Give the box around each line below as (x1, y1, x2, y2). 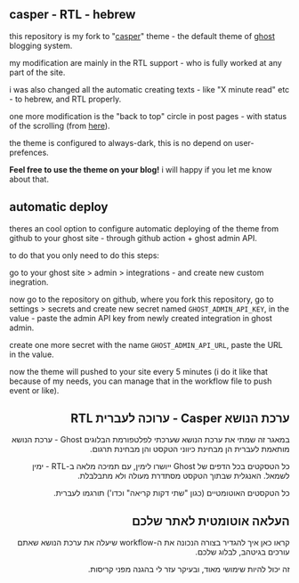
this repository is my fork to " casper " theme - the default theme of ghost (9, 30, 276, 41)
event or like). (9, 385, 60, 395)
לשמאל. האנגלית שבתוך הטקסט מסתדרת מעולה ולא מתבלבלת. (77, 471, 290, 482)
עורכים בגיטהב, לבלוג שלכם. (195, 547, 290, 557)
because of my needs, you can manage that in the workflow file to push (9, 376, 272, 386)
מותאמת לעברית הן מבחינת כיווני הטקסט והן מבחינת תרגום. (90, 444, 290, 455)
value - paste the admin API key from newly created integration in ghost (9, 312, 273, 323)
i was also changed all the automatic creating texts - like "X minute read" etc (9, 84, 290, 94)
